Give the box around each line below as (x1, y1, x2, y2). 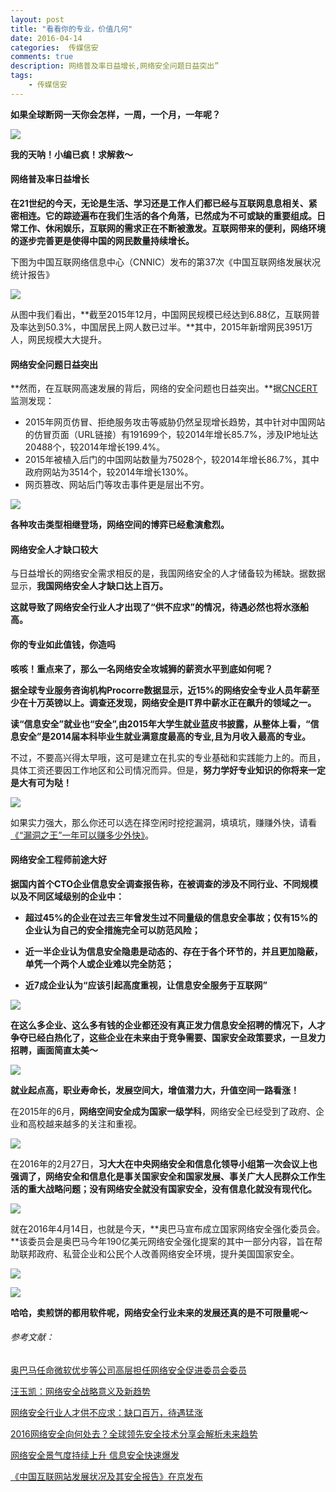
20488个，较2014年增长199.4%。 (24, 441, 166, 453)
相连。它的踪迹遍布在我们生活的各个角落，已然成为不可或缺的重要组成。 (18, 209, 317, 221)
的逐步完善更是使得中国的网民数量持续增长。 (10, 234, 195, 246)
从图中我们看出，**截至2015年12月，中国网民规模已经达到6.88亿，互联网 (10, 308, 312, 320)
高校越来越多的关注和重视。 (27, 1117, 142, 1130)
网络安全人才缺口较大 (10, 543, 98, 555)
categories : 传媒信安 (10, 42, 99, 53)
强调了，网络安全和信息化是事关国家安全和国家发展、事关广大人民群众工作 (10, 1170, 317, 1182)
